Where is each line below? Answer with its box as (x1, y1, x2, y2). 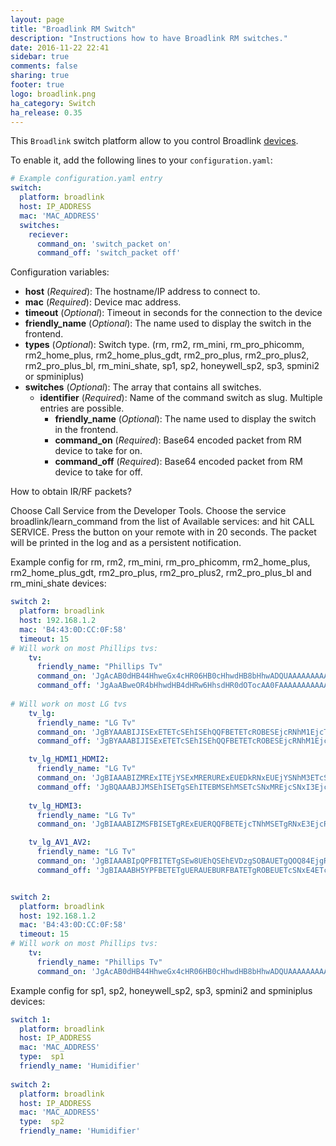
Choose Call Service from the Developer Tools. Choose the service (10, 505, 287, 517)
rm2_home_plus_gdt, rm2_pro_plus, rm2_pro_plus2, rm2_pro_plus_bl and (10, 567, 312, 579)
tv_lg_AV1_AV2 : (28, 837, 92, 848)
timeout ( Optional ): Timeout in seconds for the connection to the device (24, 307, 323, 319)
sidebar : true (10, 52, 70, 62)
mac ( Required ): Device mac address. (24, 296, 182, 308)
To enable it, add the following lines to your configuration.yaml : (10, 154, 273, 166)
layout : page (10, 14, 65, 25)
